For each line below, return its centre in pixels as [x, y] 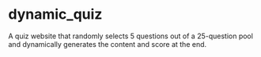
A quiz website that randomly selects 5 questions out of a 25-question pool [130, 36]
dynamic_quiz [55, 14]
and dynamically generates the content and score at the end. [108, 44]
